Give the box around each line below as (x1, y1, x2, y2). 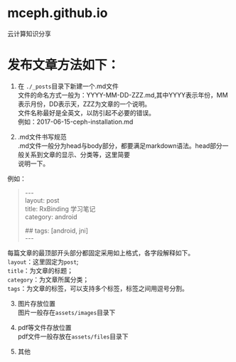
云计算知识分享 (7, 29, 51, 38)
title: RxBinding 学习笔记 (24, 204, 96, 213)
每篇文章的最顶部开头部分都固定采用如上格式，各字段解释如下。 (7, 248, 194, 257)
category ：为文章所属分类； (7, 275, 90, 284)
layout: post (24, 196, 60, 204)
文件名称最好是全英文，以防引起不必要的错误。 (17, 108, 155, 117)
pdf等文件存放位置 (17, 323, 73, 331)
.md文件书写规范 (17, 132, 67, 141)
